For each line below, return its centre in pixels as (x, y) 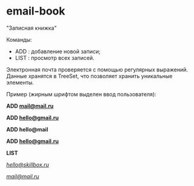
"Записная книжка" (32, 28)
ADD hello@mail (27, 129)
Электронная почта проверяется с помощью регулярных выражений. (97, 69)
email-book (36, 11)
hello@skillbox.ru (28, 164)
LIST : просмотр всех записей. (55, 58)
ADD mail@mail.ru (30, 106)
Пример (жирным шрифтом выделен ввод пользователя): (81, 94)
